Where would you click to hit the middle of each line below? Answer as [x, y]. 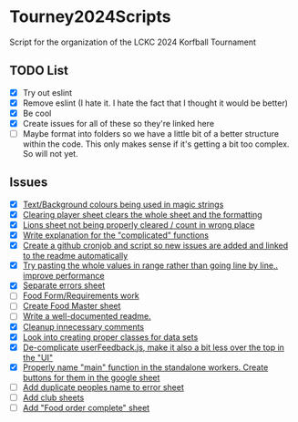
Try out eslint [47, 92]
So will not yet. [51, 154]
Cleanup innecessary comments [83, 326]
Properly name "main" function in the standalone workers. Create [145, 367]
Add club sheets [53, 397]
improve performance [63, 276]
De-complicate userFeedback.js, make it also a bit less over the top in [154, 347]
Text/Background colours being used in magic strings [123, 204]
